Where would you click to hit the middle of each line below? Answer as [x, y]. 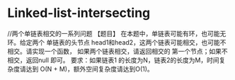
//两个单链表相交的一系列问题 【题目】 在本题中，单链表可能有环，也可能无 [117, 33]
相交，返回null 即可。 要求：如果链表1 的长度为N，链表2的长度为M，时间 [113, 60]
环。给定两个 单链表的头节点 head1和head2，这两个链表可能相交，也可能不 [117, 42]
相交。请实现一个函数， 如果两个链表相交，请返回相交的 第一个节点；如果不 [117, 51]
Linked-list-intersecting [79, 13]
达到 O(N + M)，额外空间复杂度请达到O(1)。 [90, 69]
